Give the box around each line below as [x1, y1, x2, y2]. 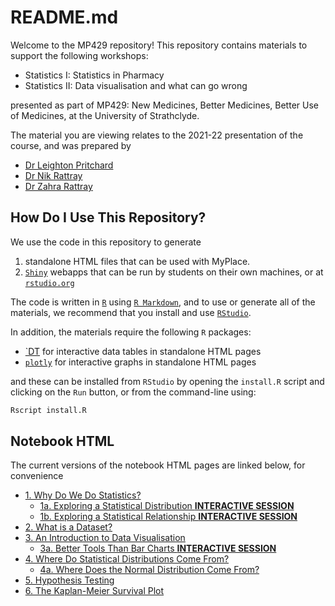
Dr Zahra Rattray [24, 180, 93, 192]
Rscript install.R [10, 405, 87, 415]
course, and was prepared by [10, 139, 132, 151]
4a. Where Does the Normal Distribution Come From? [39, 564, 260, 576]
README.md [10, 6, 119, 29]
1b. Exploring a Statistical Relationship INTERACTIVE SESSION [39, 511, 298, 523]
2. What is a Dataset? [24, 521, 113, 533]
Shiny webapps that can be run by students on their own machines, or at [24, 266, 324, 278]
